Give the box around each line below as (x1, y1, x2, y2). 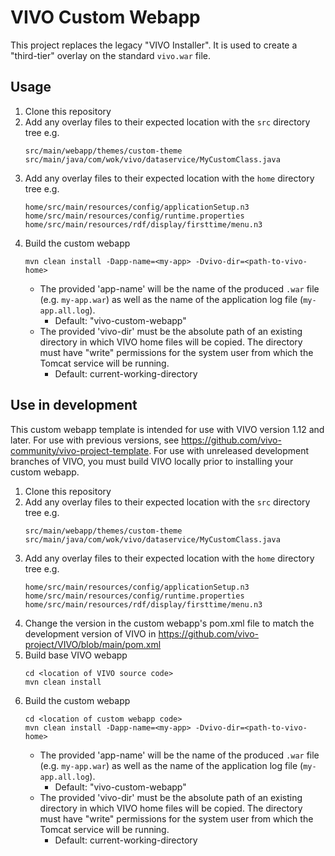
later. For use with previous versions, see (10, 434, 180, 446)
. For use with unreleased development (148, 444, 310, 456)
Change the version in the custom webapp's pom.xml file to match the (24, 617, 315, 629)
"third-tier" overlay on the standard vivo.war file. (10, 49, 212, 61)
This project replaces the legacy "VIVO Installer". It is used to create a (10, 39, 298, 51)
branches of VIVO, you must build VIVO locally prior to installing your (10, 455, 294, 467)
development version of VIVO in (24, 627, 157, 640)
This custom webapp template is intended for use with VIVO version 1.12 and (10, 423, 325, 435)
